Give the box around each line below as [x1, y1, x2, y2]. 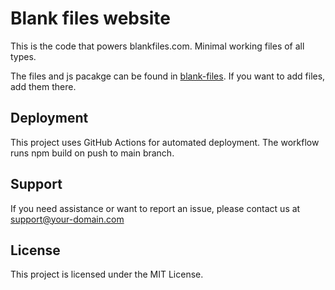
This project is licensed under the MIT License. [10, 268, 204, 281]
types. [10, 50, 37, 62]
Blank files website [10, 7, 171, 30]
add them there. [10, 80, 77, 92]
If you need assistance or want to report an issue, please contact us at [10, 202, 301, 214]
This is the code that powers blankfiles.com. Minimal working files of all [10, 40, 305, 52]
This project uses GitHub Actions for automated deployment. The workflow [10, 136, 320, 148]
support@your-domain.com [10, 213, 125, 225]
